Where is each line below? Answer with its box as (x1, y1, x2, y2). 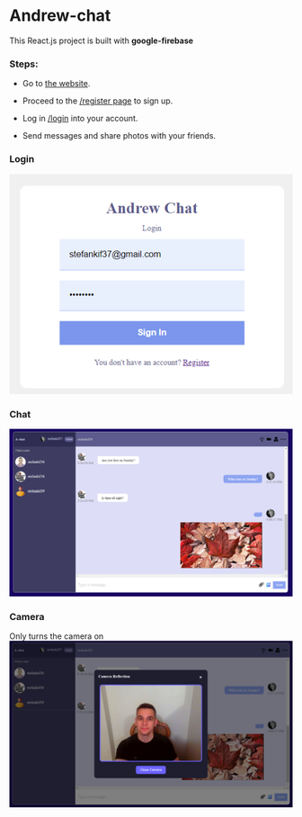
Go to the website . (22, 78, 91, 89)
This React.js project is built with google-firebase (9, 35, 194, 46)
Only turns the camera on (9, 631, 104, 642)
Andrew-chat (9, 5, 111, 26)
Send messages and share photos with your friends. (22, 130, 217, 141)
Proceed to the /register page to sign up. (22, 95, 173, 106)
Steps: (9, 58, 39, 70)
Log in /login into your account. (22, 113, 138, 124)
